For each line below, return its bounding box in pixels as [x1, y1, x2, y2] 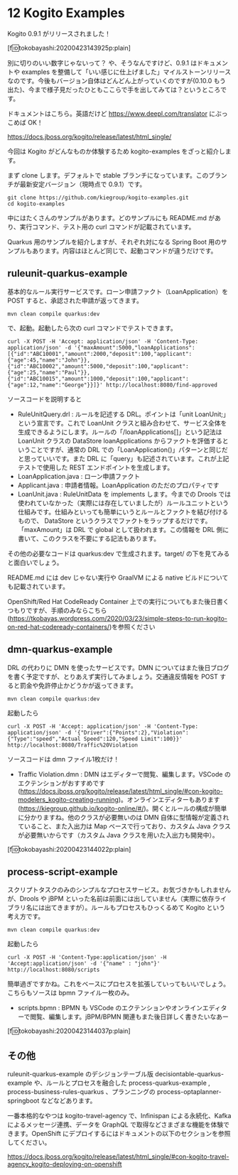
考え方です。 [7, 912, 45, 921]
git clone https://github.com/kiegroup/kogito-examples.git [7, 194, 190, 201]
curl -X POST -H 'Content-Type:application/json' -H [7, 954, 167, 961]
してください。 [7, 1138, 51, 1147]
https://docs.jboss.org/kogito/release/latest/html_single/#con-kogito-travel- [7, 1152, 229, 1161]
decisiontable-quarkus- [155, 1070, 225, 1078]
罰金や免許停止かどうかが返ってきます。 [19, 681, 137, 690]
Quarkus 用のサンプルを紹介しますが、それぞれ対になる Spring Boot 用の [7, 237, 222, 246]
